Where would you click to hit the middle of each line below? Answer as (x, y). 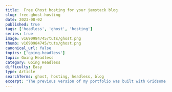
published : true (23, 24)
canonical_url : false (28, 48)
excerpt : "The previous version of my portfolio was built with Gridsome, (87, 81)
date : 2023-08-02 (24, 19)
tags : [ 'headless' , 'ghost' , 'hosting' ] (49, 29)
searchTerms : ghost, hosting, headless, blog (55, 77)
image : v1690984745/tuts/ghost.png (43, 39)
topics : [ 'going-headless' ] (35, 53)
